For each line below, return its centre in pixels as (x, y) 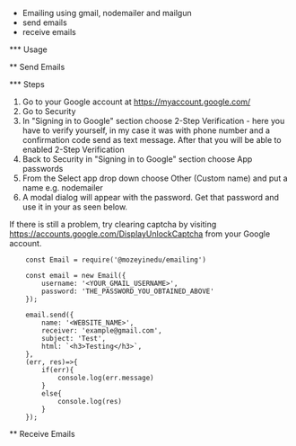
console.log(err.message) (105, 378)
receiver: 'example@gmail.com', (102, 331)
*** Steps (27, 84)
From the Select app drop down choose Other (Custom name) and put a (155, 178)
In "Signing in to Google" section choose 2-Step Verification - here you (153, 121)
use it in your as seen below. (75, 207)
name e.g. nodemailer (62, 187)
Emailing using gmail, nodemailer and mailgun (107, 13)
